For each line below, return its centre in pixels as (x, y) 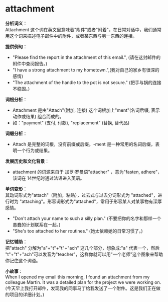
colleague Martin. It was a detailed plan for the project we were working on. (83, 282)
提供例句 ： (16, 46)
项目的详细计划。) (27, 294)
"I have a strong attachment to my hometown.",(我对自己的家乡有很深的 (86, 70)
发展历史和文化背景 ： (27, 161)
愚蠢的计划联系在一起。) (36, 224)
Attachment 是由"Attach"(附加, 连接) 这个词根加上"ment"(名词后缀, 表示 (86, 110)
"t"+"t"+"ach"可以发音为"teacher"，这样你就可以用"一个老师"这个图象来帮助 (84, 254)
